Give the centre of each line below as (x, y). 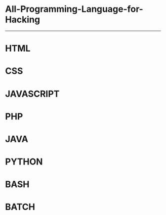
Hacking (23, 20)
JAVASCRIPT (32, 94)
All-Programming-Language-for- (74, 9)
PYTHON (24, 162)
